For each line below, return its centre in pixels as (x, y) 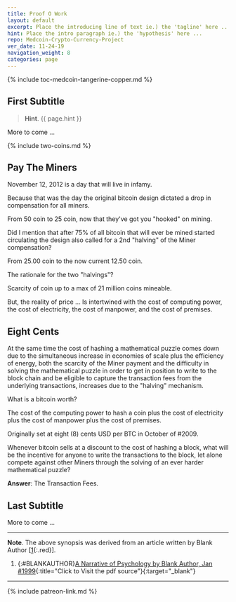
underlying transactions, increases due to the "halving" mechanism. (105, 386)
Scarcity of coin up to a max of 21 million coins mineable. (90, 288)
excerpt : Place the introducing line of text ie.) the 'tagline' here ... (119, 27)
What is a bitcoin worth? (42, 399)
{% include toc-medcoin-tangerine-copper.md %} (80, 79)
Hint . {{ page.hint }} (53, 118)
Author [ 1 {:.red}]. (32, 550)
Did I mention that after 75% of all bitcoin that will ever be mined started (111, 233)
